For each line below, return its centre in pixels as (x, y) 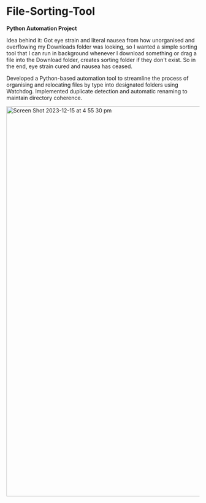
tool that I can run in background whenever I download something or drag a (102, 53)
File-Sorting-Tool (51, 11)
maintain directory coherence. (44, 98)
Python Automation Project (42, 28)
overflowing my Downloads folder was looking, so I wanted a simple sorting (102, 47)
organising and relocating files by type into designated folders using (93, 85)
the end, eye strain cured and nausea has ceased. (70, 66)
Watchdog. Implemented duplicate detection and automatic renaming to (97, 91)
